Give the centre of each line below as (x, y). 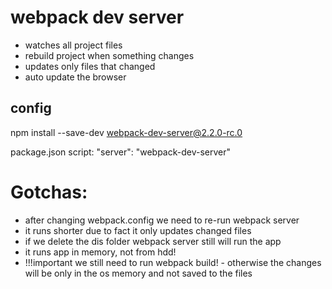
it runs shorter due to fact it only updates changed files (138, 230)
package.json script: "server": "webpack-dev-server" (120, 152)
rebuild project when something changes (109, 55)
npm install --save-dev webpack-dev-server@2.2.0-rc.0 (126, 132)
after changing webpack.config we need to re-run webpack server (162, 220)
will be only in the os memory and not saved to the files (138, 273)
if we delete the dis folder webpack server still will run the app (153, 241)
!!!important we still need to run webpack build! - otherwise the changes (173, 262)
